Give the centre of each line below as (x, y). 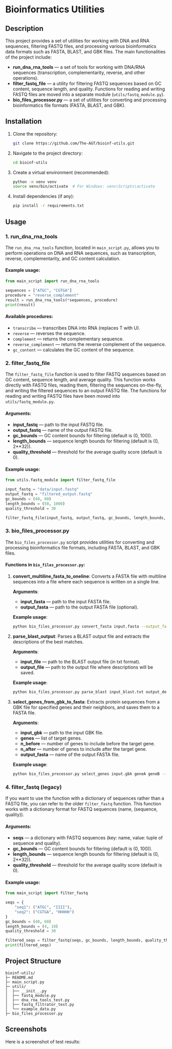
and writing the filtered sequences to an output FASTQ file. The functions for (86, 390)
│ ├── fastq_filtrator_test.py (40, 1004)
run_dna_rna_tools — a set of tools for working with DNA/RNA (79, 67)
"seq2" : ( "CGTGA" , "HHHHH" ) (44, 912)
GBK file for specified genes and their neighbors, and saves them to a (86, 707)
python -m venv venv (35, 182)
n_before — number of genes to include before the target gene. (88, 743)
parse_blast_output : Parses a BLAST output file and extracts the (81, 636)
